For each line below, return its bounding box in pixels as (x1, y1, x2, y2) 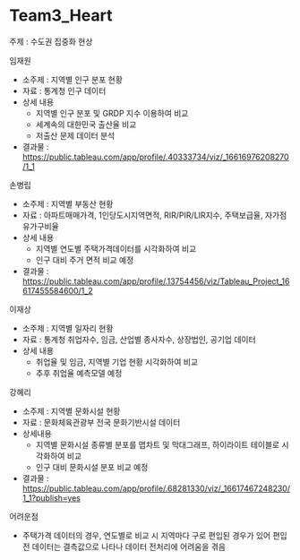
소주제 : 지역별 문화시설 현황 (21, 405, 121, 417)
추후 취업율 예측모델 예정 (35, 367, 123, 378)
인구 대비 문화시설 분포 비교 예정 (35, 461, 149, 472)
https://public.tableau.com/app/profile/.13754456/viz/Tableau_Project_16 (21, 275, 290, 287)
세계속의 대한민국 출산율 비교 (35, 118, 137, 130)
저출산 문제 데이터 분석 (35, 130, 116, 141)
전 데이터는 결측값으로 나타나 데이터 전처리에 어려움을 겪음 (21, 541, 227, 552)
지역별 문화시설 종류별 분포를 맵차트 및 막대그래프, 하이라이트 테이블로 (35, 439, 280, 450)
